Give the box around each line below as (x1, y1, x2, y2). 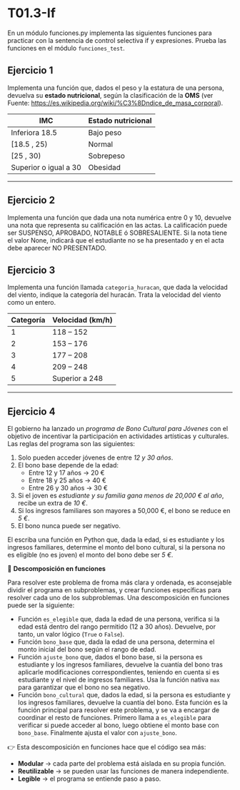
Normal (88, 139, 113, 149)
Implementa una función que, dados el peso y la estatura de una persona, (7, 83, 224, 92)
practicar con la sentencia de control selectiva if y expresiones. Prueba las (7, 36, 227, 44)
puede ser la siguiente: (7, 601, 75, 609)
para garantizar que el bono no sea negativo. (17, 683, 151, 692)
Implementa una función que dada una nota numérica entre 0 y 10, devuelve (7, 213, 232, 222)
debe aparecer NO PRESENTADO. (7, 243, 107, 252)
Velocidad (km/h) (52, 315, 113, 325)
